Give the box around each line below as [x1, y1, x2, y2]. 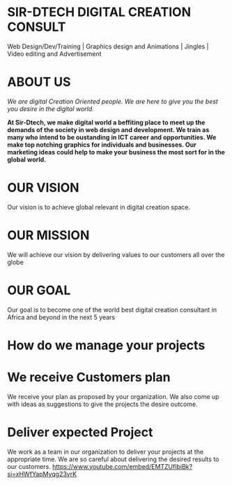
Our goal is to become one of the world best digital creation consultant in [7, 305, 217, 314]
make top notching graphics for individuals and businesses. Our [7, 140, 196, 149]
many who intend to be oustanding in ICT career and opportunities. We [7, 133, 217, 141]
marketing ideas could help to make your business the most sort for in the [7, 147, 225, 156]
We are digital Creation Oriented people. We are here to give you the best [7, 97, 218, 106]
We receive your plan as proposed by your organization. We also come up [7, 392, 219, 400]
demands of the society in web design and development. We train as [7, 125, 210, 133]
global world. [7, 155, 47, 164]
